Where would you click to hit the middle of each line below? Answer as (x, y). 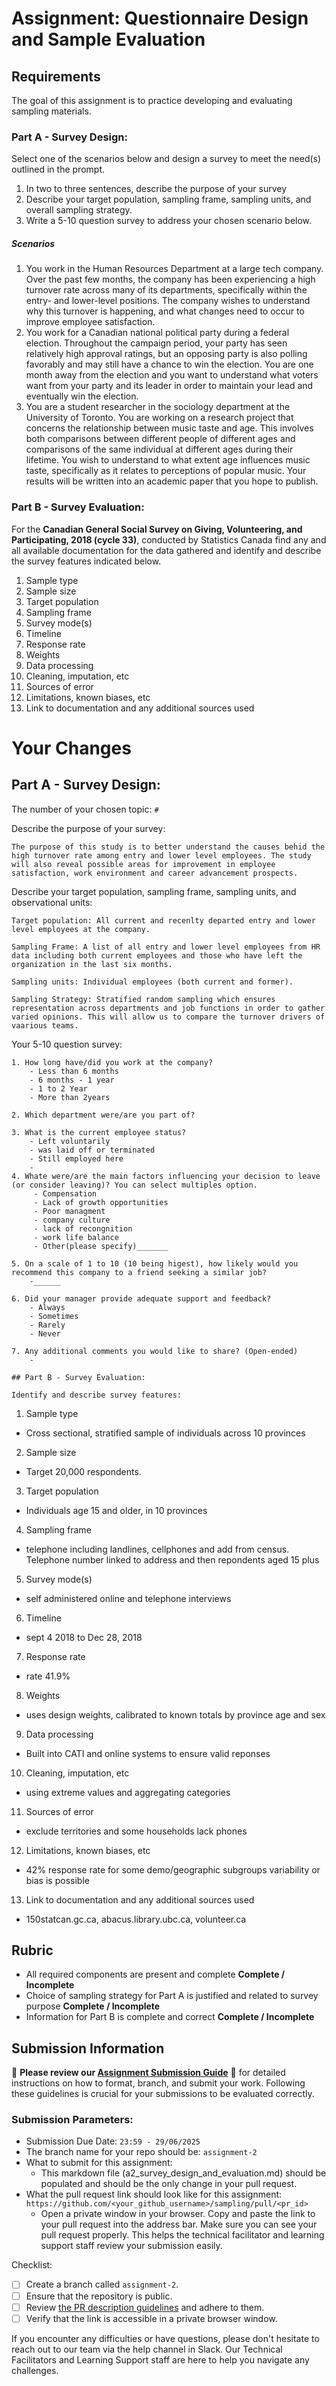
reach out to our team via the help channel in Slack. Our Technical (147, 2349)
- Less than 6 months (74, 1071)
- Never (45, 1333)
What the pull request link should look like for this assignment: (154, 2194)
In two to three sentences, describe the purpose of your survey (156, 189)
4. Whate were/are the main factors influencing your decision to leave (166, 1176)
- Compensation (65, 1193)
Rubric (32, 1950)
